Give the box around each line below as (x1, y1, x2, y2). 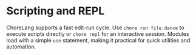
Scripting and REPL (6, 4, 105, 18)
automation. (6, 43, 36, 50)
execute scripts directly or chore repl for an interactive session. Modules (6, 30, 189, 37)
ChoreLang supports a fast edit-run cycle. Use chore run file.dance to (6, 24, 185, 31)
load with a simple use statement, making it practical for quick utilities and (6, 36, 191, 44)
